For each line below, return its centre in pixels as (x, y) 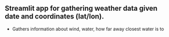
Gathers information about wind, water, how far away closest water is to (88, 29)
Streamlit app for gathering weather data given (81, 8)
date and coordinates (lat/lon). (55, 17)
